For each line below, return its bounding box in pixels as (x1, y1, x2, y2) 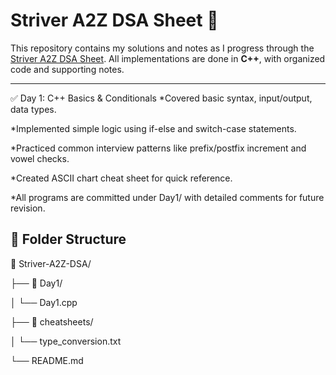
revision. (10, 202, 46, 214)
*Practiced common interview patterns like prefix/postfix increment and (10, 142, 307, 154)
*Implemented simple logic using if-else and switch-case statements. (10, 122, 297, 134)
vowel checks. (10, 152, 70, 164)
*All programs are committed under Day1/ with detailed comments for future (10, 191, 325, 203)
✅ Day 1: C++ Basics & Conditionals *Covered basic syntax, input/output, (10, 92, 313, 104)
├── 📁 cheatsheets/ (10, 315, 94, 328)
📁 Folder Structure (10, 231, 127, 248)
